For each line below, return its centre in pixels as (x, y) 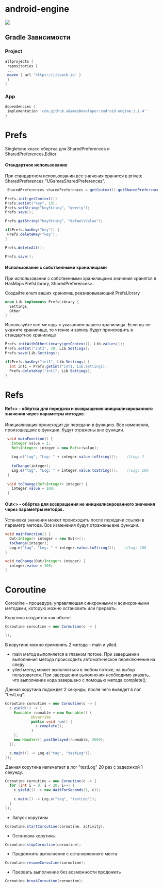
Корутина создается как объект (38, 618)
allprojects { (19, 61)
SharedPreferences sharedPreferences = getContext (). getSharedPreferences (84, 190)
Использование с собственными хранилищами (56, 268)
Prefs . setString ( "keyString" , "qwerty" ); (48, 208)
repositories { (22, 66)
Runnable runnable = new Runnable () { (53, 712)
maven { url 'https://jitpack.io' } (44, 75)
